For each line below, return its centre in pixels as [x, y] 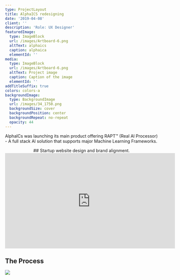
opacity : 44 [22, 122]
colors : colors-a [23, 91]
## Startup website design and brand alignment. [82, 150]
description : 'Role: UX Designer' [40, 28]
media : [12, 59]
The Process [25, 261]
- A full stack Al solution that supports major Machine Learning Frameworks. [81, 141]
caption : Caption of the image [41, 77]
